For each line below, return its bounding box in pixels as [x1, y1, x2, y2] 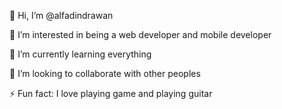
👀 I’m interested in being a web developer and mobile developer [9, 29, 272, 40]
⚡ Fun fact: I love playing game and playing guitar [9, 88, 213, 99]
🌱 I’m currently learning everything [9, 48, 152, 60]
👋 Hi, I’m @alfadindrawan [9, 10, 114, 21]
